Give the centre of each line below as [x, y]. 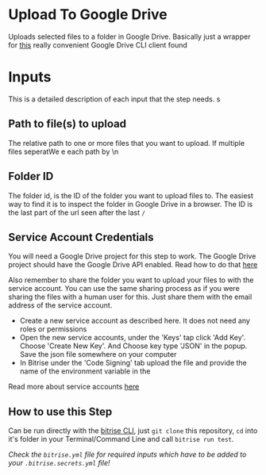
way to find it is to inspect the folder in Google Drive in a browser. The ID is [131, 204]
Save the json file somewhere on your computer [98, 354]
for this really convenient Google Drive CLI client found [98, 44]
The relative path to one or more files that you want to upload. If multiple [126, 143]
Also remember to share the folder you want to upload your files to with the [131, 280]
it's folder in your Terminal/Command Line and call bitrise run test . [121, 439]
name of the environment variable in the [85, 371]
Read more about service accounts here [74, 387]
